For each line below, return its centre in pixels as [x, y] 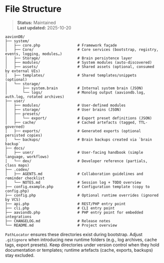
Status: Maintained [36, 23]
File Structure [33, 9]
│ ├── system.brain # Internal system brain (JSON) [74, 88]
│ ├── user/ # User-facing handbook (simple [74, 152]
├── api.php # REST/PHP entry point [65, 204]
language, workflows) [27, 157]
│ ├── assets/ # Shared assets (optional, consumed [80, 67]
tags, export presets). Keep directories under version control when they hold [82, 245]
